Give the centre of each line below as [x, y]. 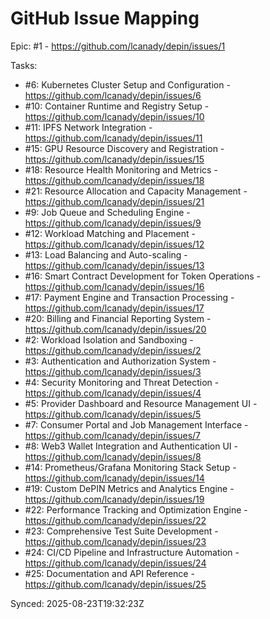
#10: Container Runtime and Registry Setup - [117, 106]
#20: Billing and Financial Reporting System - [118, 318]
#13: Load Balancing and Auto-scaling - [106, 254]
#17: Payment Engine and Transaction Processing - [129, 297]
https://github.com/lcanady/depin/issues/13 [114, 265]
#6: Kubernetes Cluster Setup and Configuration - [127, 84]
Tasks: [24, 65]
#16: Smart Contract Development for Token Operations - [142, 276]
